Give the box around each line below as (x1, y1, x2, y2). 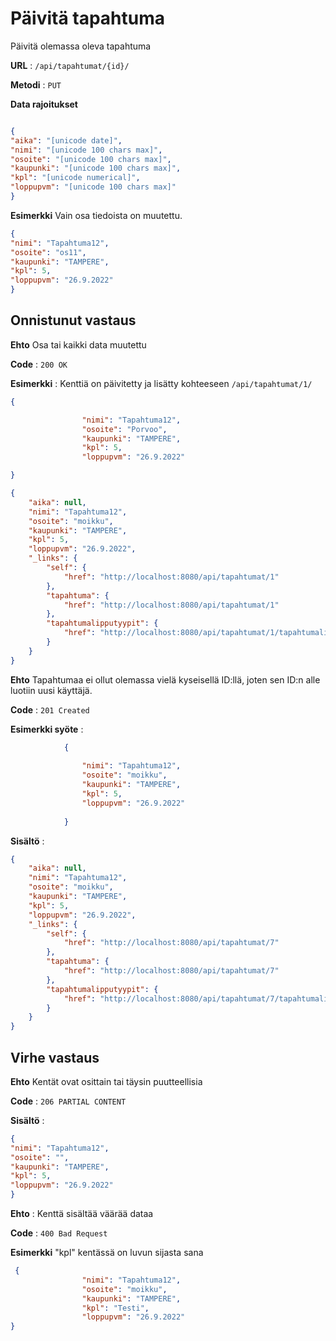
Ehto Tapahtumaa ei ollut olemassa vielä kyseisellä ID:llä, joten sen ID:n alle (10, 673, 321, 686)
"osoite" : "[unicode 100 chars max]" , (10, 154, 172, 164)
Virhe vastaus (10, 1049, 100, 1066)
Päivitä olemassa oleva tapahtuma (10, 40, 152, 52)
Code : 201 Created (10, 703, 90, 716)
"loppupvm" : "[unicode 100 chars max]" (10, 182, 177, 192)
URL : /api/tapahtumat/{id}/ (10, 59, 130, 71)
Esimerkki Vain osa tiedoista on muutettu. (10, 209, 183, 221)
